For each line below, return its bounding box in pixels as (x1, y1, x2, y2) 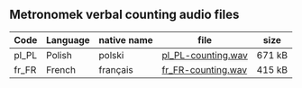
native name (98, 33, 153, 46)
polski (98, 48, 124, 61)
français (98, 63, 133, 75)
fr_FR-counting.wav (161, 63, 248, 75)
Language (46, 33, 90, 46)
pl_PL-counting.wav (161, 48, 248, 61)
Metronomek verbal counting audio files (9, 7, 240, 22)
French (46, 63, 77, 75)
